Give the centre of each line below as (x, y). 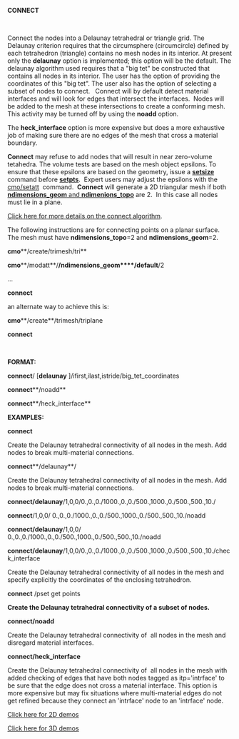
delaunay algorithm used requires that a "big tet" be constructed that (109, 68)
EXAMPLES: (26, 417)
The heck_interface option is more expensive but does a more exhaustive (116, 127)
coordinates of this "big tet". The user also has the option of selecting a (112, 84)
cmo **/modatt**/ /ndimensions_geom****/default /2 (86, 265)
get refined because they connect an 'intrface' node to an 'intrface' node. (116, 700)
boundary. (22, 143)
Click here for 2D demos (43, 714)
